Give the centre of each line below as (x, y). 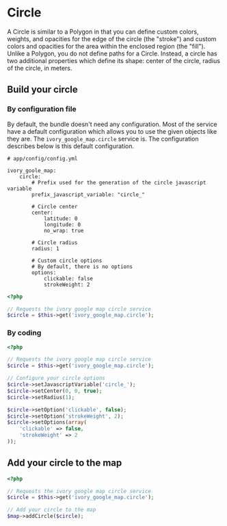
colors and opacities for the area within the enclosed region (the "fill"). (106, 46)
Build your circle (42, 89)
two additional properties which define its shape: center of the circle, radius (114, 60)
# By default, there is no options (82, 266)
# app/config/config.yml (42, 158)
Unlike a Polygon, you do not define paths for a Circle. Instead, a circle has (112, 53)
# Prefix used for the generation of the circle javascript (119, 182)
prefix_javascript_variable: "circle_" (89, 194)
